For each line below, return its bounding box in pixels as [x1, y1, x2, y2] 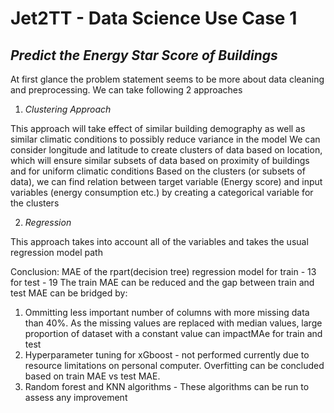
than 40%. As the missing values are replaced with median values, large [24, 317, 323, 329]
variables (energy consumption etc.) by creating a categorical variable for [10, 187, 314, 198]
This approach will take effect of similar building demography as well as [10, 123, 306, 134]
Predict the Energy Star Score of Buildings [10, 47, 278, 64]
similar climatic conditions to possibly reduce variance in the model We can [10, 133, 321, 145]
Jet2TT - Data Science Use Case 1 [10, 7, 298, 30]
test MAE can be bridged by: [10, 287, 128, 299]
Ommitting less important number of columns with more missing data [24, 307, 310, 318]
